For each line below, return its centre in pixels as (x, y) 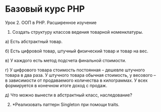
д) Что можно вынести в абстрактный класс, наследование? (69, 95)
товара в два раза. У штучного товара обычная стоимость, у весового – (80, 75)
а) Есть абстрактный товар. (34, 41)
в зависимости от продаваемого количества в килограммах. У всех (76, 80)
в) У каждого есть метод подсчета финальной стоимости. (66, 60)
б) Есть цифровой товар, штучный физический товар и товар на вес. (77, 51)
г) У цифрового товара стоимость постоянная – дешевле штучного (75, 70)
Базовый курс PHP (45, 9)
